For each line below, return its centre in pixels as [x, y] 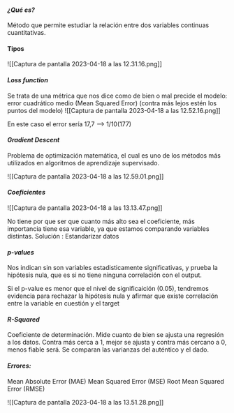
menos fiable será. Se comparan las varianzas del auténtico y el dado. [108, 350]
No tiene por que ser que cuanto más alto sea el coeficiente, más [101, 221]
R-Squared [23, 319]
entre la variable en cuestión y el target [64, 303]
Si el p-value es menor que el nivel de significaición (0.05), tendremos [108, 289]
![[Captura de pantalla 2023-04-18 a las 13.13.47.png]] [85, 208]
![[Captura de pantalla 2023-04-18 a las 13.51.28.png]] [86, 402]
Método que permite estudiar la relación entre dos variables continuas [108, 25]
